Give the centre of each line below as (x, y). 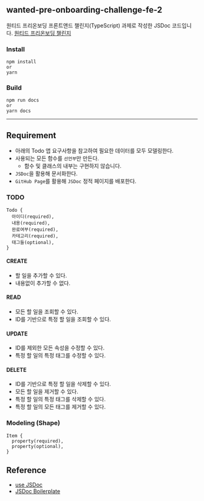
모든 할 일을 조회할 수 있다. (47, 311)
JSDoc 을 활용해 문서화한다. (46, 173)
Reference (26, 470)
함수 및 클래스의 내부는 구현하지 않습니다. (73, 166)
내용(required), (31, 223)
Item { (15, 436)
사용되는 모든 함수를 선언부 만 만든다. (57, 158)
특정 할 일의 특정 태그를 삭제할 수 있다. (60, 399)
